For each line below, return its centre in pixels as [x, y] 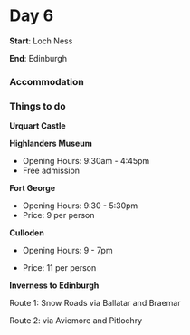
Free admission [51, 171]
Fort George [33, 188]
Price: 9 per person [58, 215]
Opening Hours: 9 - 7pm [67, 251]
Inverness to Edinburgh [54, 285]
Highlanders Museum [51, 144]
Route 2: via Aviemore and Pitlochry [76, 321]
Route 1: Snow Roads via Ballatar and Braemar [95, 303]
